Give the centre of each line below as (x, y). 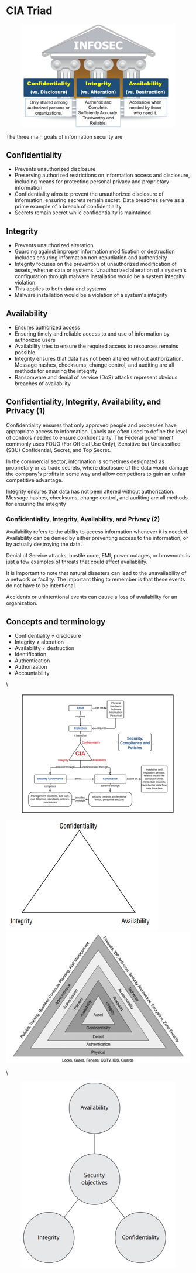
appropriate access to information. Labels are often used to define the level (97, 431)
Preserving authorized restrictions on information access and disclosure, (102, 175)
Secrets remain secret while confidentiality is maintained (82, 213)
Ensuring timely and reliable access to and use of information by (92, 334)
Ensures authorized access (47, 328)
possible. (25, 353)
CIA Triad (29, 11)
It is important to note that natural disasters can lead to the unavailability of (96, 573)
